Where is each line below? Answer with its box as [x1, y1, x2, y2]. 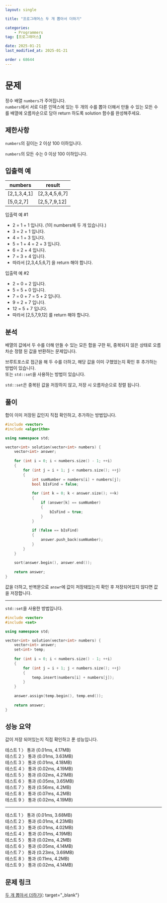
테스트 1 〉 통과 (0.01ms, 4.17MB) [5, 747, 71, 753]
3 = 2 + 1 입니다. [12, 229, 45, 235]
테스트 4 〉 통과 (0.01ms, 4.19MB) [5, 831, 73, 837]
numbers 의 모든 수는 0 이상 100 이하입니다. [5, 150, 88, 157]
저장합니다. [10, 590, 32, 596]
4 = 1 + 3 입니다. [12, 235, 46, 241]
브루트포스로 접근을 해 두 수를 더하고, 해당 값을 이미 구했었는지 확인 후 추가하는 [5, 359, 158, 365]
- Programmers [14, 30, 43, 35]
